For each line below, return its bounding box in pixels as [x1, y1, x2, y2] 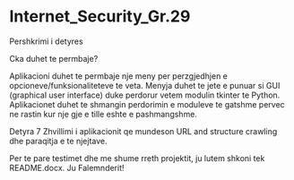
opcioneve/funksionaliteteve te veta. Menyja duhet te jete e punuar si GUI [9, 80, 281, 90]
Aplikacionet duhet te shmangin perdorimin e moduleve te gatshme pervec [9, 99, 285, 109]
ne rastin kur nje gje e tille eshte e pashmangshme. [9, 108, 197, 119]
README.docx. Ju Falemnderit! [9, 162, 125, 173]
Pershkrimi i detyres [9, 36, 83, 47]
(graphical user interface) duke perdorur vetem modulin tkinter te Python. [9, 90, 281, 100]
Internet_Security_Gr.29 [9, 6, 191, 27]
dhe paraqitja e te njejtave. [9, 135, 108, 146]
